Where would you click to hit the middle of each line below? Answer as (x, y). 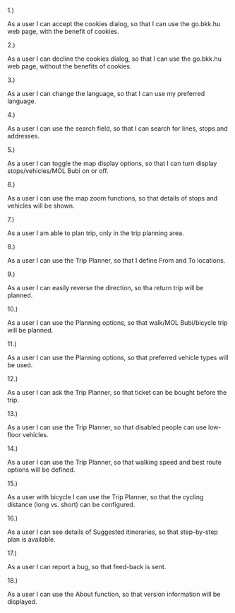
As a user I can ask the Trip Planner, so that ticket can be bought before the (117, 392)
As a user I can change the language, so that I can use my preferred (106, 94)
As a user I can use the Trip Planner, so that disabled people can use (107, 427)
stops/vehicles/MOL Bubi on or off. (58, 171)
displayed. (22, 602)
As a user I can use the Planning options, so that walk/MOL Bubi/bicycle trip (117, 323)
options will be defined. (41, 470)
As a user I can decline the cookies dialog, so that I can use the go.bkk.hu (115, 59)
